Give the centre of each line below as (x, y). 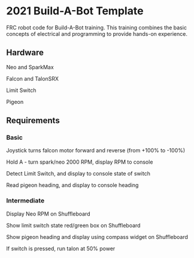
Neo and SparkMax (30, 67)
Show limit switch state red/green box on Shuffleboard (73, 225)
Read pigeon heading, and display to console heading (72, 185)
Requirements (33, 121)
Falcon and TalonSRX (32, 78)
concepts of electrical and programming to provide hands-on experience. (97, 33)
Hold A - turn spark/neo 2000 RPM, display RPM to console (80, 162)
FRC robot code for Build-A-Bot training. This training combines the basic (97, 27)
